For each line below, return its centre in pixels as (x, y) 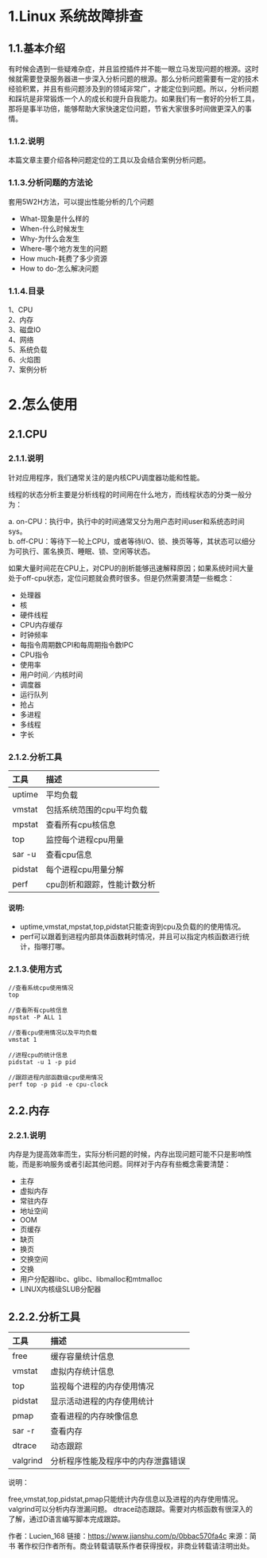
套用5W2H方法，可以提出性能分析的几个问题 (81, 202)
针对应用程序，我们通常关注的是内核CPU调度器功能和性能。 (106, 477)
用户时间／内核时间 (51, 675)
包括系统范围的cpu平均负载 (97, 810)
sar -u (24, 855)
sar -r (23, 1431)
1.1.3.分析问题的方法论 (50, 182)
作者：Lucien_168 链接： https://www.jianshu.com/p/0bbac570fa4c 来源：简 (132, 1536)
